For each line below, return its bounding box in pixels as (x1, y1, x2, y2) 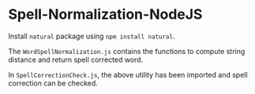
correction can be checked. (8, 78, 99, 88)
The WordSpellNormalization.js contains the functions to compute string (8, 46, 246, 56)
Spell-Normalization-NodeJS (8, 5, 203, 23)
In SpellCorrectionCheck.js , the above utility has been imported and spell (8, 70, 248, 79)
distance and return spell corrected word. (8, 55, 144, 64)
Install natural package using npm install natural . (8, 31, 175, 41)
